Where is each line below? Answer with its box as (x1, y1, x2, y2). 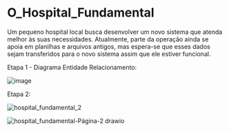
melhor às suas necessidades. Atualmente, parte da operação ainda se (7, 35, 209, 43)
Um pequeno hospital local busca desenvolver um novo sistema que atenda (7, 28, 223, 36)
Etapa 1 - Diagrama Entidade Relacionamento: (7, 63, 137, 71)
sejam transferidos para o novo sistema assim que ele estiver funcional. (7, 50, 211, 58)
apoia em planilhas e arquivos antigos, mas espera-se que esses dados (7, 42, 210, 50)
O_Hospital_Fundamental (7, 5, 155, 21)
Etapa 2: (7, 90, 31, 98)
